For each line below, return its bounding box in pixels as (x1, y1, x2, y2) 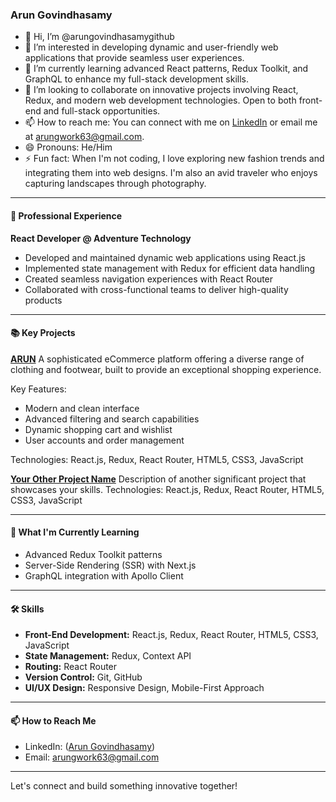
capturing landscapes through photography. (24, 178, 207, 190)
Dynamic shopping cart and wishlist (24, 423, 173, 435)
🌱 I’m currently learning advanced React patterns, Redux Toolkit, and (24, 63, 309, 75)
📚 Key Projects (10, 327, 76, 339)
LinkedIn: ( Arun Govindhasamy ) (24, 741, 156, 753)
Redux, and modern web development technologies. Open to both (24, 94, 297, 107)
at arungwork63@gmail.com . (24, 131, 145, 143)
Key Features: (10, 383, 67, 395)
